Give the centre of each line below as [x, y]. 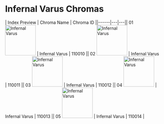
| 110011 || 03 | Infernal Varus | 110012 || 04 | [81, 85]
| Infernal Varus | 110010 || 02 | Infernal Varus [98, 53]
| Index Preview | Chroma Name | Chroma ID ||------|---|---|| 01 [69, 22]
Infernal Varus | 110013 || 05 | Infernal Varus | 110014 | [75, 116]
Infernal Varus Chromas [55, 9]
